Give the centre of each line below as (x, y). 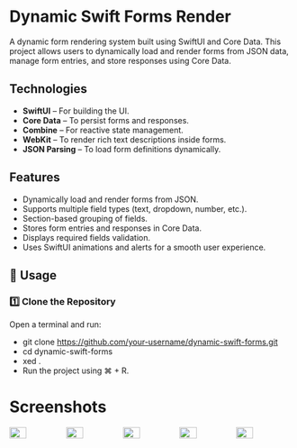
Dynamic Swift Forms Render (120, 17)
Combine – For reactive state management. (103, 130)
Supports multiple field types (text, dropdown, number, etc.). (135, 208)
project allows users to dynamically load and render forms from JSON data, (149, 50)
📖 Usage (33, 275)
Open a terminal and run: (55, 325)
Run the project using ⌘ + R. (76, 370)
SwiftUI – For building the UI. (76, 111)
